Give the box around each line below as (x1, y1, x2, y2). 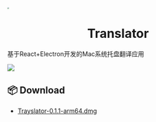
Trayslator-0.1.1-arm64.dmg (17, 107, 97, 115)
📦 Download (7, 84, 65, 97)
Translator (87, 26, 149, 41)
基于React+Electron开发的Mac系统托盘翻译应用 (7, 49, 145, 58)
